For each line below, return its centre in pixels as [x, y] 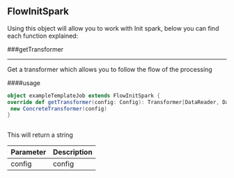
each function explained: [43, 36]
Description [72, 152]
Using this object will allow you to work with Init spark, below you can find [113, 28]
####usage [24, 82]
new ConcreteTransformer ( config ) [59, 109]
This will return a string [40, 135]
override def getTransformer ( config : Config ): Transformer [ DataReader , [113, 102]
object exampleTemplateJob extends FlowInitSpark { [84, 96]
